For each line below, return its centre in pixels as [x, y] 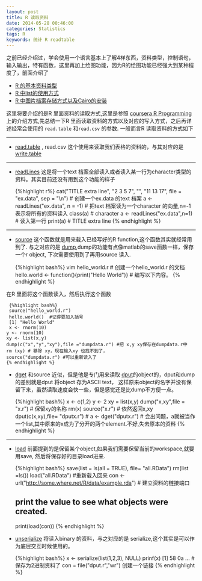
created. [31, 511]
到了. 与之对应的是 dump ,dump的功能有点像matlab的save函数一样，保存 [104, 247]
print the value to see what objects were [91, 502]
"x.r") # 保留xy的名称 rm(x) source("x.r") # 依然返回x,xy [84, 409]
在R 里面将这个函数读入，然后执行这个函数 [59, 294]
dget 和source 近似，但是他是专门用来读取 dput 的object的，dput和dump [105, 374]
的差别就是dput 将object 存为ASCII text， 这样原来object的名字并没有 [100, 382]
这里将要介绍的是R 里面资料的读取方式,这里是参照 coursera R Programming [99, 113]
